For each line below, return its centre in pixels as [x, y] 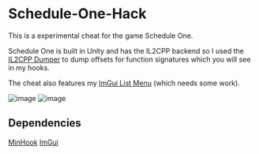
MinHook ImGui [34, 142]
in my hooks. [29, 67]
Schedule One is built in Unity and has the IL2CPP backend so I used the [126, 51]
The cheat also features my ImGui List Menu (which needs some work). [124, 83]
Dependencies [45, 123]
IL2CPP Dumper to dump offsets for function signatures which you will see [129, 59]
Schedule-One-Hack [78, 14]
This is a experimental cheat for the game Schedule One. [101, 36]
